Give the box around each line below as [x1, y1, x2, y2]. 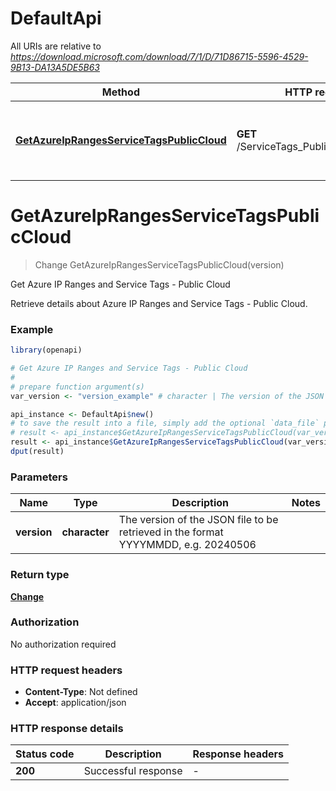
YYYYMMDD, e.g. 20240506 [118, 538, 257, 552]
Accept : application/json [24, 697, 127, 709]
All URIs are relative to [10, 40, 102, 52]
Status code [15, 747, 75, 761]
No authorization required [10, 638, 117, 650]
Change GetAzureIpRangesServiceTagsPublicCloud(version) [34, 258, 285, 271]
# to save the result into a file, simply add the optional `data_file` [10, 418, 320, 429]
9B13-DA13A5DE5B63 [10, 61, 100, 73]
